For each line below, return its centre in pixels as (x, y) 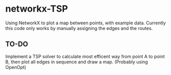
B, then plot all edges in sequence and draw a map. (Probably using (77, 62)
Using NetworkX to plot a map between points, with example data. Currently (86, 23)
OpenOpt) (16, 67)
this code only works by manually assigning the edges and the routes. (79, 28)
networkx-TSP (37, 9)
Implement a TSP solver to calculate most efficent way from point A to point (85, 56)
